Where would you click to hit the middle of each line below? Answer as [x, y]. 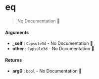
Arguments [17, 32]
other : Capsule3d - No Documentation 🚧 [53, 49]
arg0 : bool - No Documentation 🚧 [47, 71]
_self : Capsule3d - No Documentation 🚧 [52, 43]
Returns [14, 60]
